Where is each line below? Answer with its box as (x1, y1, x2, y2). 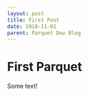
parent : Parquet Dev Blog (7, 29, 81, 37)
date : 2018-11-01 (7, 23, 57, 30)
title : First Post (7, 17, 60, 23)
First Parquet (7, 59, 82, 75)
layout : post (7, 10, 44, 17)
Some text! (7, 82, 38, 90)
